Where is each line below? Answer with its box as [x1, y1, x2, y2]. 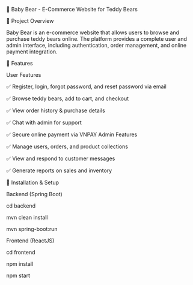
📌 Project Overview [6, 17, 54, 24]
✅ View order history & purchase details [6, 107, 105, 114]
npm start [6, 272, 31, 279]
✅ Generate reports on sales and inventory [6, 167, 112, 174]
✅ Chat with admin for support [6, 119, 82, 126]
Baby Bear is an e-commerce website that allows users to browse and [6, 29, 179, 36]
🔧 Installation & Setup [6, 179, 59, 186]
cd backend [6, 202, 36, 209]
